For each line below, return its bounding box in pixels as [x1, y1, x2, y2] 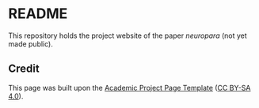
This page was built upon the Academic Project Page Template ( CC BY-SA [8, 83, 251, 92]
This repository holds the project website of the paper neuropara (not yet [8, 31, 247, 40]
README [8, 5, 68, 23]
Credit [8, 62, 40, 76]
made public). [8, 39, 53, 48]
